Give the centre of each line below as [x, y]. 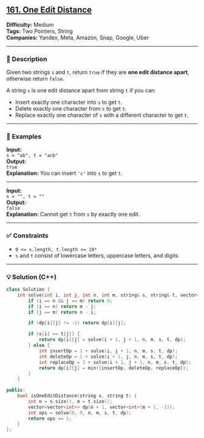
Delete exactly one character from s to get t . [71, 109]
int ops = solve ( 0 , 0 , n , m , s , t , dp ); [80, 412]
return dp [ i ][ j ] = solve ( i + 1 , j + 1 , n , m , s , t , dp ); [112, 340]
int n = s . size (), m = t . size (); [70, 401]
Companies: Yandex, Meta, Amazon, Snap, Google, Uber [78, 37]
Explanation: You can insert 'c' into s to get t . [64, 173]
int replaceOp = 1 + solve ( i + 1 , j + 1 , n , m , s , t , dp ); [115, 362]
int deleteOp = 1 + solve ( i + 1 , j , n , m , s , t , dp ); [108, 357]
